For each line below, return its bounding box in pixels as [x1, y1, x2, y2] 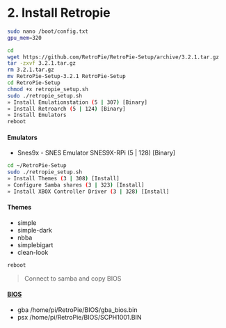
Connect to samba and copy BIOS [24, 274, 122, 283]
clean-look [17, 248, 49, 256]
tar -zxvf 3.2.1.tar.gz [7, 60, 76, 67]
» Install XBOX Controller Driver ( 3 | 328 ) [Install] [7, 188, 170, 195]
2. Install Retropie [7, 5, 111, 21]
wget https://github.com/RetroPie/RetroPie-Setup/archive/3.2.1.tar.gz [7, 54, 219, 61]
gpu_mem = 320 [7, 34, 42, 41]
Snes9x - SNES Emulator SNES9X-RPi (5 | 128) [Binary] [17, 148, 176, 157]
